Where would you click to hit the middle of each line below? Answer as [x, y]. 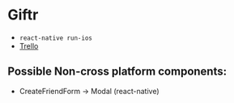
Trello [29, 45]
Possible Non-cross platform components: [117, 72]
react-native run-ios [55, 38]
